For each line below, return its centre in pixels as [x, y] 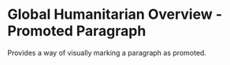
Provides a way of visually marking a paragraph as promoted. [107, 52]
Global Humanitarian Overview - [115, 14]
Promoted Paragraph [77, 31]
